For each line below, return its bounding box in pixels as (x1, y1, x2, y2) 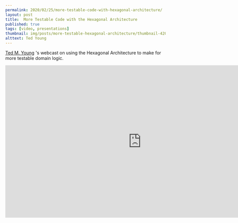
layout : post (5, 12, 33, 17)
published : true (5, 21, 40, 27)
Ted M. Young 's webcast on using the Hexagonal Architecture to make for (5, 49, 161, 56)
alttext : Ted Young (5, 36, 47, 41)
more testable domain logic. (5, 55, 64, 61)
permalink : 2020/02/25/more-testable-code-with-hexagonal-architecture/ (5, 7, 163, 13)
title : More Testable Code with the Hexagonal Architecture (5, 17, 138, 22)
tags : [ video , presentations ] (5, 26, 70, 31)
